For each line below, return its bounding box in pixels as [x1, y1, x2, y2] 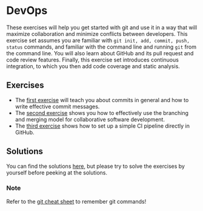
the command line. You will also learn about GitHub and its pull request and [6, 49, 194, 57]
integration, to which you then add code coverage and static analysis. [6, 62, 180, 70]
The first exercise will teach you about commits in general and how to [15, 96, 189, 103]
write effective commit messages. [15, 103, 100, 110]
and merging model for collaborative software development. [15, 116, 165, 123]
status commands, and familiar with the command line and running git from [6, 43, 197, 50]
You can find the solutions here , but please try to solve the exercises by [6, 162, 185, 170]
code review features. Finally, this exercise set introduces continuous [6, 56, 179, 63]
